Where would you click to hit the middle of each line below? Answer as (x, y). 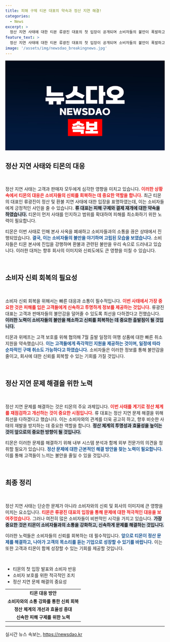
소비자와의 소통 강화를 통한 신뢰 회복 (43, 601)
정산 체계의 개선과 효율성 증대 (43, 609)
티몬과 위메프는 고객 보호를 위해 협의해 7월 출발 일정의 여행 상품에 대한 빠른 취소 (84, 337)
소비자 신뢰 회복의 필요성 (41, 278)
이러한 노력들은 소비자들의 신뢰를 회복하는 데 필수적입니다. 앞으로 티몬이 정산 (81, 535)
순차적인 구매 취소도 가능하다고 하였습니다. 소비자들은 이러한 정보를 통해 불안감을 (85, 350)
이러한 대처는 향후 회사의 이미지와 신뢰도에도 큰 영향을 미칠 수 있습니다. (86, 251)
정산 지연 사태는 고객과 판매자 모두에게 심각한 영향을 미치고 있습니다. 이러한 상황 (84, 189)
